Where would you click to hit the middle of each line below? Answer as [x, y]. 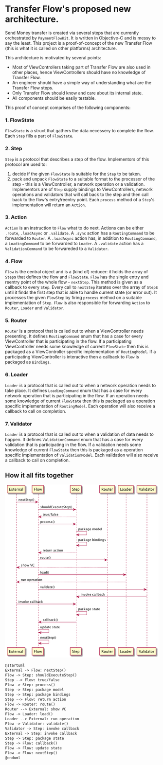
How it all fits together [39, 475]
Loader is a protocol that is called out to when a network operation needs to [81, 385]
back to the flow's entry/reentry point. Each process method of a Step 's [83, 199]
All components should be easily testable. [54, 98]
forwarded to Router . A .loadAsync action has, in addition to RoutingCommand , [81, 238]
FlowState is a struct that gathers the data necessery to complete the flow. [80, 131]
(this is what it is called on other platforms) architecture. [61, 48]
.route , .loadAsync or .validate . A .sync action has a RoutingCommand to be [80, 233]
